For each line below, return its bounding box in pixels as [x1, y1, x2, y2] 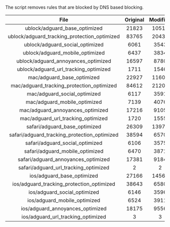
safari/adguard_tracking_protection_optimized [9, 131, 119, 138]
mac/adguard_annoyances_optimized [19, 107, 109, 113]
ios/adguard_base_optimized [29, 173, 98, 179]
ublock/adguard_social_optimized [24, 41, 104, 48]
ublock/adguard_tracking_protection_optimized [8, 33, 120, 40]
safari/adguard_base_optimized [26, 123, 102, 130]
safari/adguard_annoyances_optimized [17, 156, 110, 163]
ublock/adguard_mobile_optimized [22, 49, 105, 56]
